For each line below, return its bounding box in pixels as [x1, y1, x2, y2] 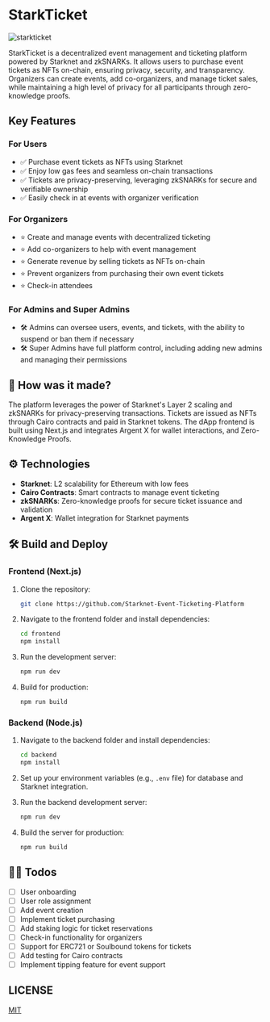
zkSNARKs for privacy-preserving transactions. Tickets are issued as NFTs [8, 408, 257, 418]
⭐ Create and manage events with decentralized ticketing [19, 232, 211, 241]
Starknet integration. [19, 781, 89, 791]
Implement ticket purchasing [19, 914, 115, 924]
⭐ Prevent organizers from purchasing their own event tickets [19, 268, 224, 278]
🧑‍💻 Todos [8, 865, 57, 879]
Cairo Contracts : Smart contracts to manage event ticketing [19, 487, 220, 497]
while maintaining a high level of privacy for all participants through [8, 82, 231, 92]
